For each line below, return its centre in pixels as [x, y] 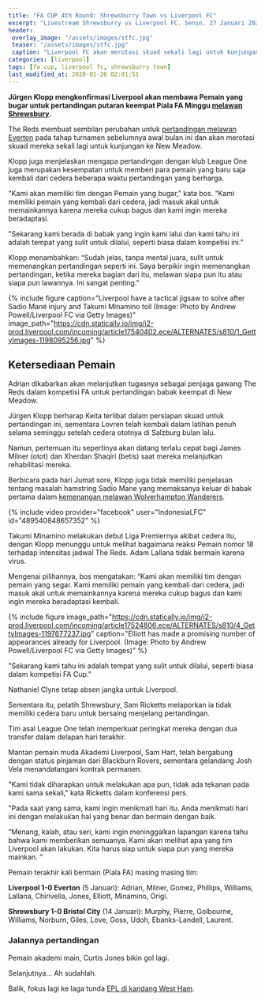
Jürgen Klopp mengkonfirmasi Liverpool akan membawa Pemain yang [125, 96]
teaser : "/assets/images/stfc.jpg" [70, 45]
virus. [17, 561]
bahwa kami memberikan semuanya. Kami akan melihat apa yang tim [120, 840]
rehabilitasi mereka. [40, 465]
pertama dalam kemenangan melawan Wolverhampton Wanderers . [116, 497]
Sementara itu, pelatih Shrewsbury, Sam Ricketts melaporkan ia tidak [120, 705]
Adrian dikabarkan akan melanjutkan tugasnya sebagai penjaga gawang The [132, 383]
